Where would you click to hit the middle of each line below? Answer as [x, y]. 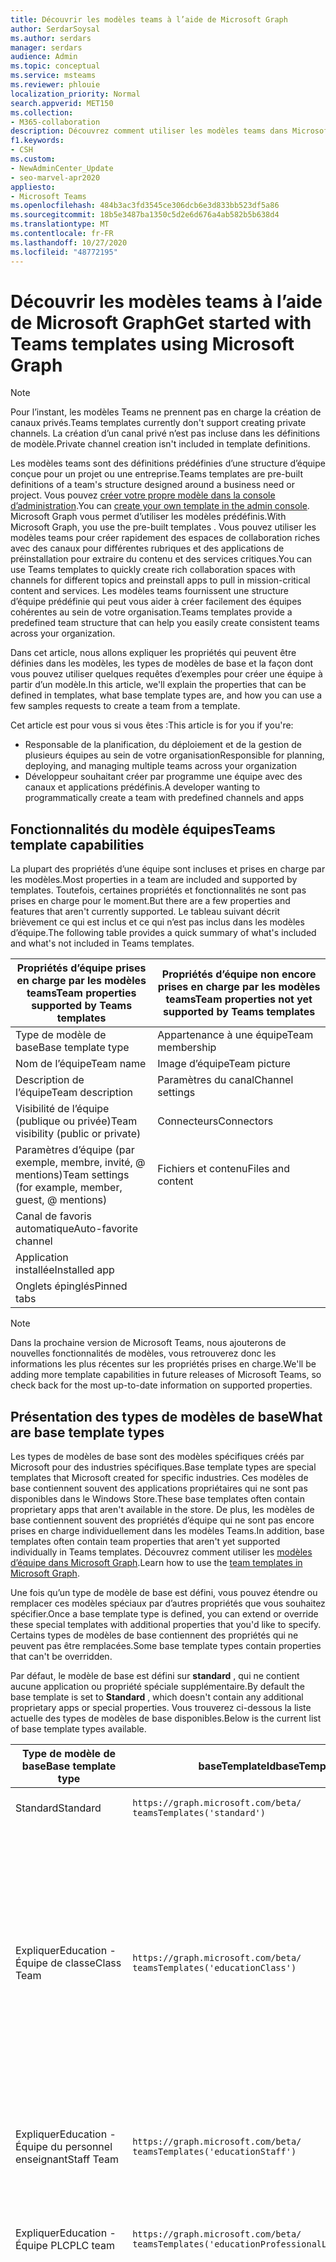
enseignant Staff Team [67, 2159]
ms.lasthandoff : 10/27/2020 [69, 242]
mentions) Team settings [72, 1175]
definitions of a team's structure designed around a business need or [152, 485]
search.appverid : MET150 [62, 103]
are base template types [87, 1432]
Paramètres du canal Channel [225, 1080]
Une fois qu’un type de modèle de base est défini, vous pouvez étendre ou [164, 1593]
